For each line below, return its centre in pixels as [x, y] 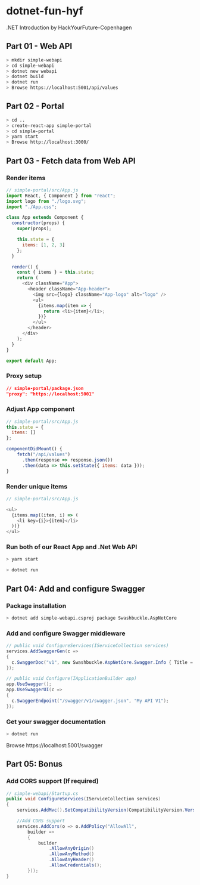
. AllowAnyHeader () [71, 860]
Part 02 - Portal [35, 106]
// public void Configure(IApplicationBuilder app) [71, 679]
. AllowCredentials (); [75, 865]
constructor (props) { [38, 223]
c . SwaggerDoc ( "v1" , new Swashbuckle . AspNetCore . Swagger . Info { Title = [102, 662]
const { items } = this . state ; [56, 273]
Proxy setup [24, 376]
